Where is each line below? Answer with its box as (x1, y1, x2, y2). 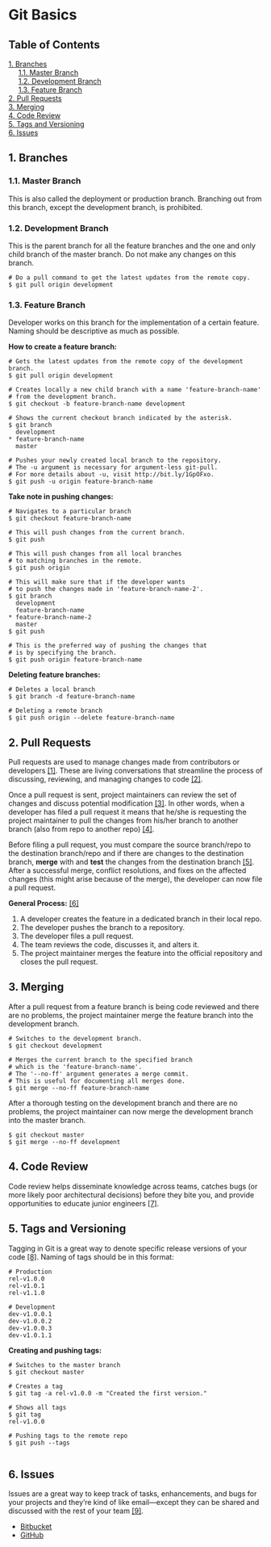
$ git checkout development (8, 1042, 103, 1050)
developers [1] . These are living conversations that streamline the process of (8, 765, 263, 776)
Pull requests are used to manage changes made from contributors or (8, 757, 240, 767)
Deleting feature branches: (8, 670, 101, 680)
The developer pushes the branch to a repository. (19, 923, 186, 933)
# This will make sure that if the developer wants (8, 578, 186, 586)
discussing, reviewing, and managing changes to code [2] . (8, 774, 203, 784)
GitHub (19, 1530, 44, 1540)
